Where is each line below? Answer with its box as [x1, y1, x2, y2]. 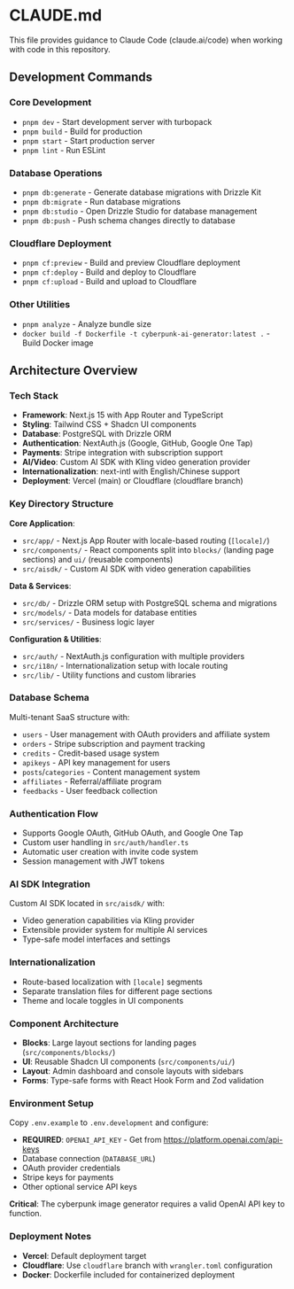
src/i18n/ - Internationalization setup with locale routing [21, 660, 228, 671]
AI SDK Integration [9, 878, 91, 890]
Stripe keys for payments [21, 1172, 114, 1183]
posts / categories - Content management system [21, 766, 201, 777]
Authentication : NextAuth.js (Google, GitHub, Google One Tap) [21, 438, 253, 448]
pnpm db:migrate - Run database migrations [21, 196, 182, 206]
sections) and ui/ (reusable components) [21, 554, 174, 564]
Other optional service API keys [21, 1182, 137, 1192]
